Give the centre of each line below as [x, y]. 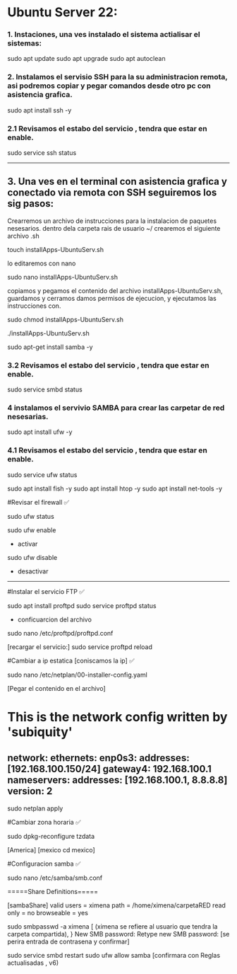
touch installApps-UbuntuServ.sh [56, 249]
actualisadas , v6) [33, 963]
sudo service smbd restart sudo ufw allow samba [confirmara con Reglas [114, 955]
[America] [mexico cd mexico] [51, 849]
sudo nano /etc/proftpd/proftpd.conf [60, 633]
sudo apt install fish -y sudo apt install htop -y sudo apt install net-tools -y [115, 488]
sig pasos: [31, 204]
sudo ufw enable [32, 530]
